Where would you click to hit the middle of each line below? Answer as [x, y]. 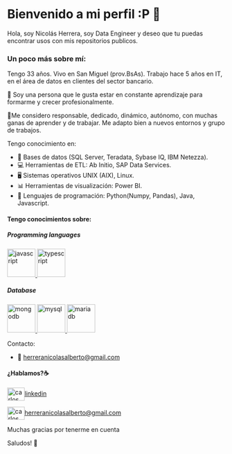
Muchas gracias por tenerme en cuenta [63, 429]
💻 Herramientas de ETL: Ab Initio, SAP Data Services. [94, 165]
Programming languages [44, 235]
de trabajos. [24, 131]
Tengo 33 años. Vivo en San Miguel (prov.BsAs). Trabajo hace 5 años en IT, [115, 74]
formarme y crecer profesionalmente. [61, 102]
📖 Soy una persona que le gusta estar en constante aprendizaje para [105, 95]
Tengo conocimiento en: [42, 144]
